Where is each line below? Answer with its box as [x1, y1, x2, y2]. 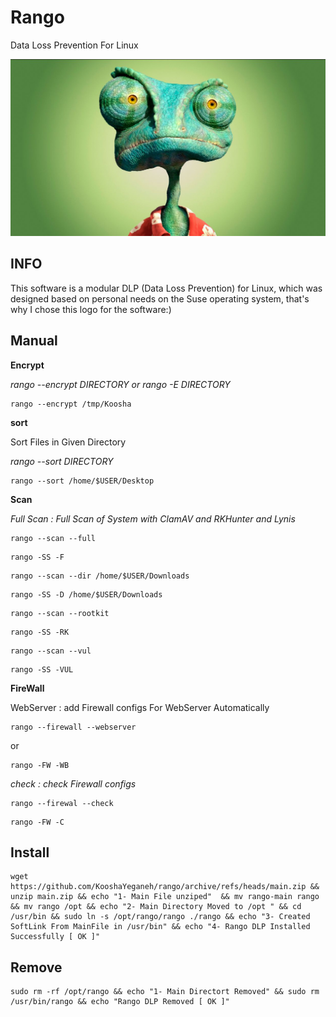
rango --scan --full [10, 533, 97, 543]
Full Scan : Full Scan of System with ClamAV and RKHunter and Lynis [10, 512, 296, 525]
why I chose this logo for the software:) [10, 303, 172, 315]
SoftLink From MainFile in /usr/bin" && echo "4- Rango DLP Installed [10, 922, 311, 932]
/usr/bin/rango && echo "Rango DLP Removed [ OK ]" [10, 997, 230, 1007]
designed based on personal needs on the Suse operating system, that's [10, 292, 310, 305]
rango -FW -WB [10, 760, 70, 770]
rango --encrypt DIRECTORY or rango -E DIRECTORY [10, 378, 231, 390]
